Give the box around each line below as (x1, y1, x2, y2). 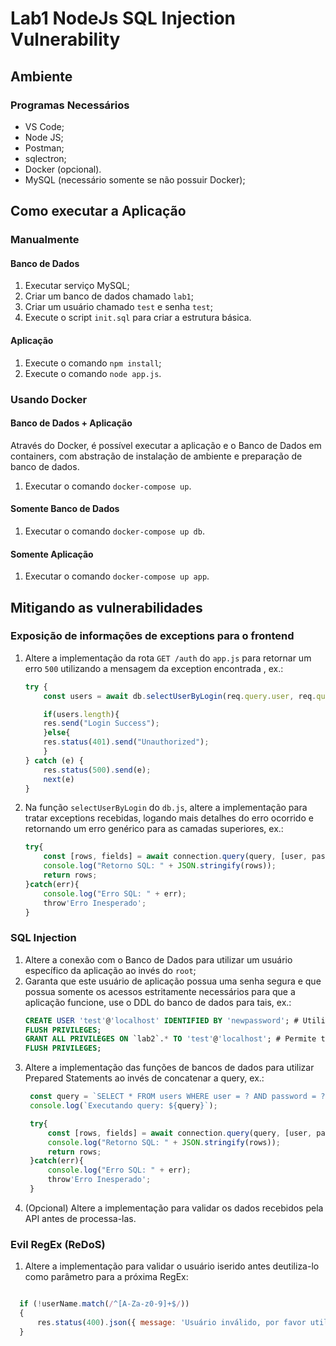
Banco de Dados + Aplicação (10, 417, 133, 429)
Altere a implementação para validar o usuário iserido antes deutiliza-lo (24, 1260, 320, 1272)
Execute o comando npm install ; (24, 357, 162, 369)
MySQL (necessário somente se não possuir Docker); (24, 173, 246, 186)
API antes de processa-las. (24, 1212, 137, 1224)
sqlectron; (24, 152, 67, 164)
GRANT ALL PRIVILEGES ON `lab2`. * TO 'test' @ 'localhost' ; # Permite (24, 1034, 317, 1044)
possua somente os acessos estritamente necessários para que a (24, 985, 296, 997)
